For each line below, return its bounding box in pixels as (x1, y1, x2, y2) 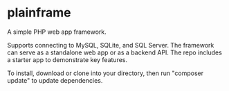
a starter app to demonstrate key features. (7, 55, 128, 63)
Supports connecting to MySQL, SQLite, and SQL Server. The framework (7, 41, 214, 49)
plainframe (7, 5, 71, 21)
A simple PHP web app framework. (7, 28, 107, 36)
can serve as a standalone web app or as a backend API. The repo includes (7, 48, 223, 57)
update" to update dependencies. (7, 76, 103, 84)
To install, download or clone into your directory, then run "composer (7, 69, 204, 77)
